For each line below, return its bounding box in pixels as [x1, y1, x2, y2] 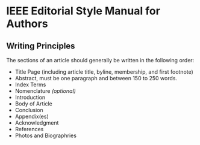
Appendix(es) [14, 113, 49, 120]
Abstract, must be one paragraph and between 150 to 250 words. [14, 75, 178, 81]
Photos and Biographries [14, 132, 77, 139]
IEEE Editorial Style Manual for [6, 4, 161, 18]
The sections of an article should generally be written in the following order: [6, 57, 195, 64]
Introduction [14, 94, 46, 101]
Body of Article [14, 100, 52, 107]
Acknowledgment [14, 119, 59, 126]
